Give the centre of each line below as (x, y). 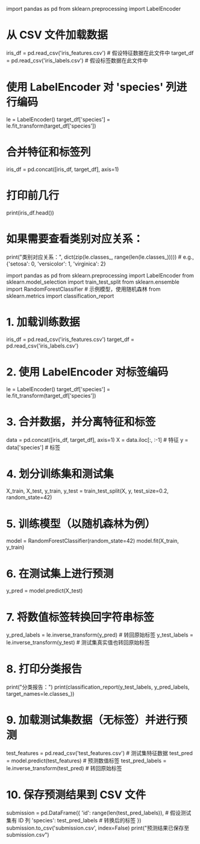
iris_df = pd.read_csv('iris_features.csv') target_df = (70, 339)
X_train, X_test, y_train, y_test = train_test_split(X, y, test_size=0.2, (87, 491)
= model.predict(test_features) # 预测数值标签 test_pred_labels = (86, 761)
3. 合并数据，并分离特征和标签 (81, 422)
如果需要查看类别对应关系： (75, 239)
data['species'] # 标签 (33, 447)
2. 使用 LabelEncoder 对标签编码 (87, 372)
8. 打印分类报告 (44, 669)
